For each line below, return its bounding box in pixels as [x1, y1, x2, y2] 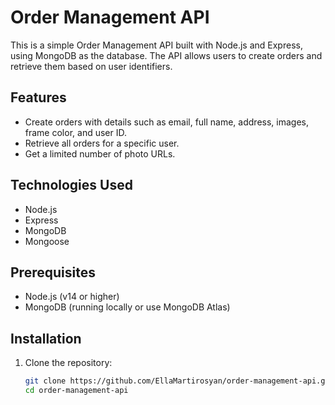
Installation [10, 330, 82, 347]
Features [10, 89, 67, 106]
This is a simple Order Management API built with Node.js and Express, [10, 39, 303, 51]
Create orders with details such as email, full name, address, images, [24, 116, 309, 128]
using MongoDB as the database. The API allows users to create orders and [10, 49, 323, 61]
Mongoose [24, 235, 70, 247]
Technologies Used [10, 177, 133, 194]
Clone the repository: [24, 357, 113, 369]
